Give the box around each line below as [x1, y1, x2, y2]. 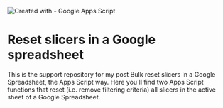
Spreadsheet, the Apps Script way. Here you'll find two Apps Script [7, 77, 204, 86]
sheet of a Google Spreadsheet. [7, 92, 101, 101]
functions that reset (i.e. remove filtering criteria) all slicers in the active [7, 85, 217, 94]
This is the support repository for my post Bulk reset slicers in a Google [7, 70, 216, 78]
